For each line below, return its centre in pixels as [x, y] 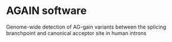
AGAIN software [46, 11]
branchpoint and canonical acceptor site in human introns [76, 33]
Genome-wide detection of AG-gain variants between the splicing [86, 27]
